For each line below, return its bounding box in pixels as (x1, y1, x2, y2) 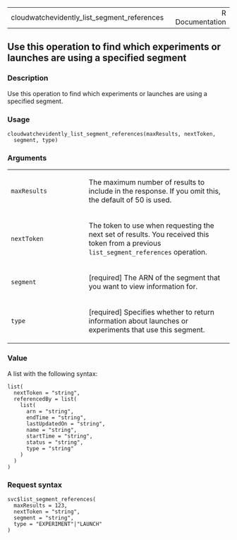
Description (7, 74, 49, 83)
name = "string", (25, 426, 78, 433)
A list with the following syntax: (7, 369, 98, 377)
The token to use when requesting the (88, 221, 214, 230)
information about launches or (88, 316, 188, 326)
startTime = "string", (25, 433, 93, 440)
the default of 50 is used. (88, 195, 172, 205)
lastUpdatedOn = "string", (25, 420, 106, 427)
